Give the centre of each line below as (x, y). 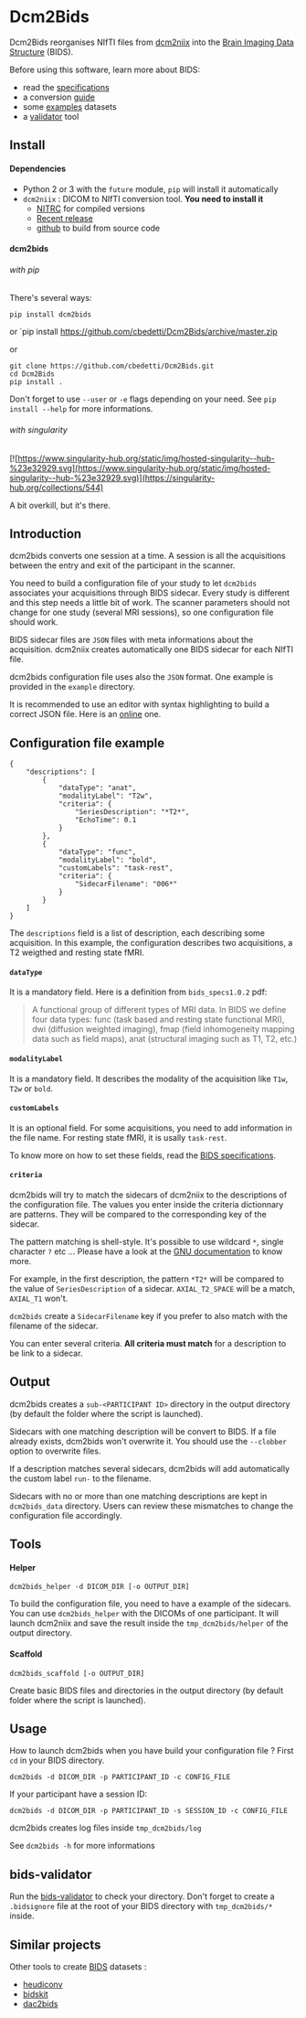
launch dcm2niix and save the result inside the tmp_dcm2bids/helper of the (149, 1623)
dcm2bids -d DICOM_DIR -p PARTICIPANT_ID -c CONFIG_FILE (120, 1777)
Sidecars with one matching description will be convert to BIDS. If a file (143, 1431)
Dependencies (38, 168)
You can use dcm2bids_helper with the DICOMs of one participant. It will (144, 1614)
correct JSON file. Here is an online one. (85, 714)
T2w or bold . (31, 1088)
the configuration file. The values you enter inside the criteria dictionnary (147, 1204)
